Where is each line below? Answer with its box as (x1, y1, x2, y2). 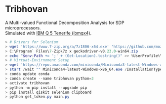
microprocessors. (5, 25, 41, 30)
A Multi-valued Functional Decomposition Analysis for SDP (5, 20, 124, 26)
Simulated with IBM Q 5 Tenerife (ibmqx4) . (5, 30, 92, 36)
